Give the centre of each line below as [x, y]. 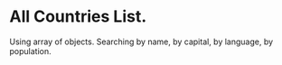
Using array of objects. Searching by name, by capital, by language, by [141, 42]
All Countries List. [78, 17]
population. [30, 51]
